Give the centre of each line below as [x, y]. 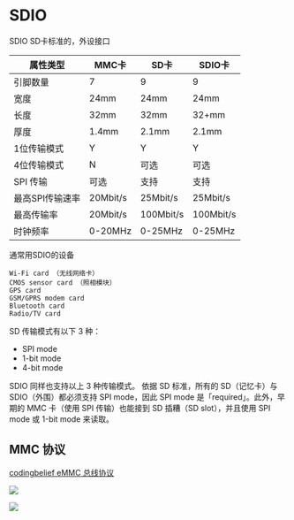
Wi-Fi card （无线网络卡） [54, 273]
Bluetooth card [37, 306]
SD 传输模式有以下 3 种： [55, 331]
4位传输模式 [39, 164]
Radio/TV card [35, 314]
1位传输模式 [39, 149]
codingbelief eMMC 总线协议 [62, 472]
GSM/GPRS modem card [47, 298]
